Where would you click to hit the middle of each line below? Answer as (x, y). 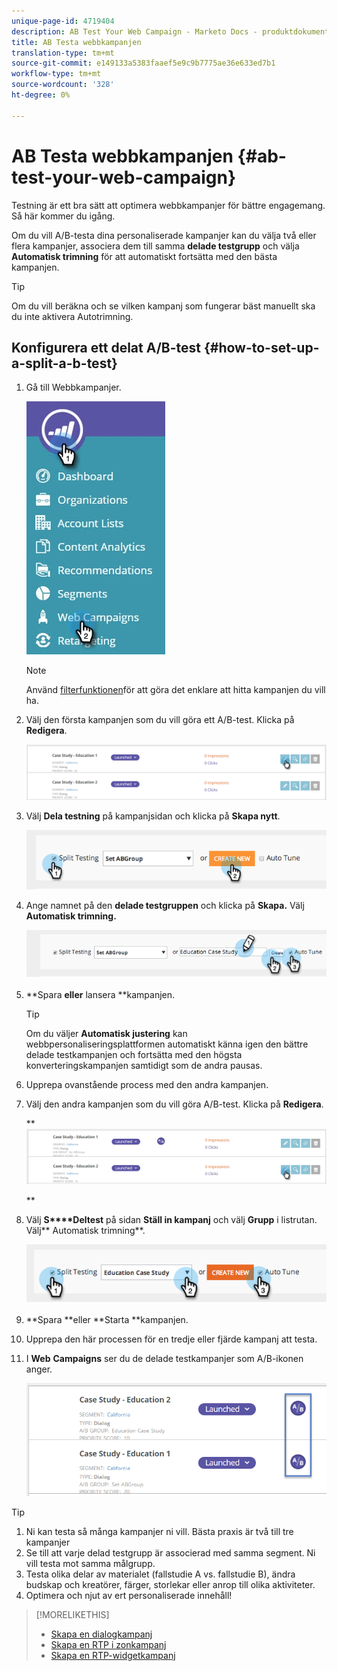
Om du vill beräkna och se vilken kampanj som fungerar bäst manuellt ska (163, 306)
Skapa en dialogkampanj (101, 1634)
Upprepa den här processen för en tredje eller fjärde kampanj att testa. (171, 1339)
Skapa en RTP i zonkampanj (108, 1645)
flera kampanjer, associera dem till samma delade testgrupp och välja (155, 246)
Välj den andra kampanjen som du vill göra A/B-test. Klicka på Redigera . (174, 1104)
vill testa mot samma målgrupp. (90, 1564)
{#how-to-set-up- (261, 347)
